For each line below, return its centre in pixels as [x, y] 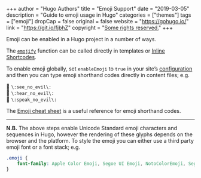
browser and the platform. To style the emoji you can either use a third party [100, 141]
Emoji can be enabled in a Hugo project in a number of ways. [81, 39]
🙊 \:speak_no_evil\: [31, 99]
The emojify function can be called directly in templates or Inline [86, 51]
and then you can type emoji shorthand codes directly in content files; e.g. [98, 75]
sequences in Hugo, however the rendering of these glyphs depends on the [100, 134]
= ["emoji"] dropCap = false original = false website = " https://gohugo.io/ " [98, 21]
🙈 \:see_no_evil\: [29, 87]
